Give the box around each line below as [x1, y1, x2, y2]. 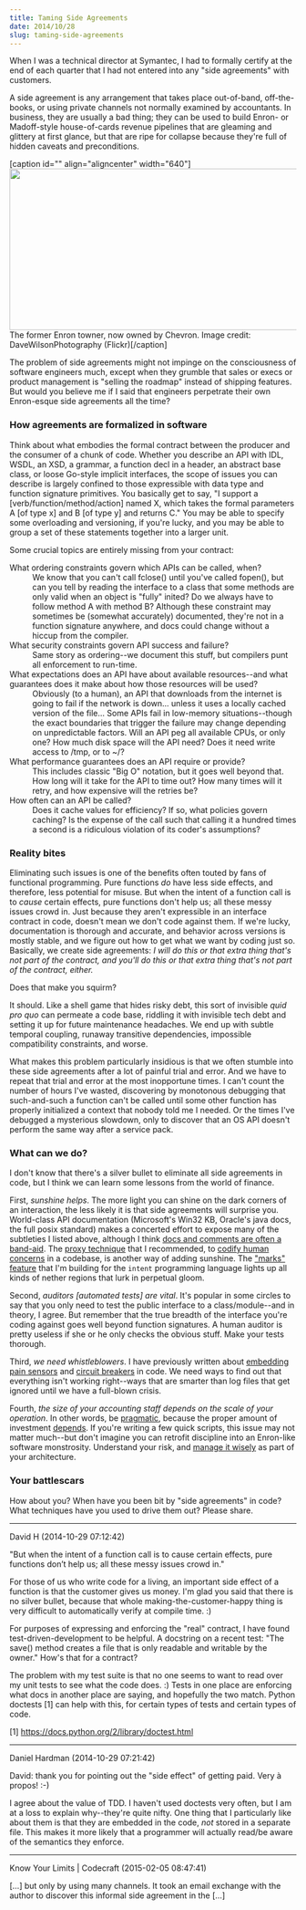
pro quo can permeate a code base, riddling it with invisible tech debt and [9, 1009, 287, 1020]
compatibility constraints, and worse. [9, 1038, 148, 1049]
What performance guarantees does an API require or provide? [9, 756, 246, 767]
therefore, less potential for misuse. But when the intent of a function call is [9, 886, 291, 897]
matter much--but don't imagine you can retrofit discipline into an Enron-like [9, 1432, 296, 1443]
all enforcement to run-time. [32, 659, 138, 670]
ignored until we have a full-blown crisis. [9, 1385, 162, 1396]
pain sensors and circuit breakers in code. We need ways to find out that [9, 1366, 282, 1377]
